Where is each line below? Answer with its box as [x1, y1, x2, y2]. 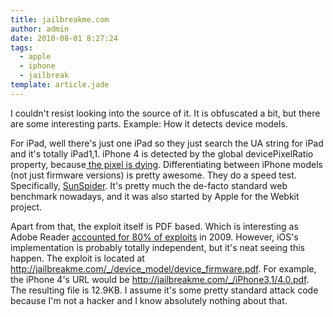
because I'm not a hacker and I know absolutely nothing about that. [10, 294, 288, 306]
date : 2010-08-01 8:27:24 [10, 33, 118, 43]
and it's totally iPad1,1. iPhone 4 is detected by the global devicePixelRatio [10, 147, 314, 160]
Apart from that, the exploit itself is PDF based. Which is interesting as [10, 220, 299, 232]
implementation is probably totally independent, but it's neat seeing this [10, 241, 306, 253]
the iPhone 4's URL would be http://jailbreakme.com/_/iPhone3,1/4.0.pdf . [10, 273, 310, 285]
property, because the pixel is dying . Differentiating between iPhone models [10, 158, 323, 170]
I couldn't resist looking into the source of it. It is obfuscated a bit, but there [10, 107, 321, 119]
